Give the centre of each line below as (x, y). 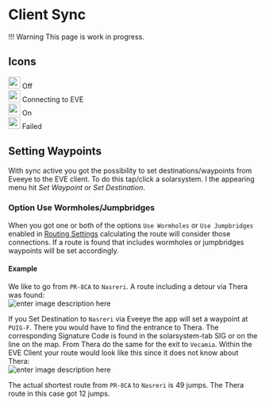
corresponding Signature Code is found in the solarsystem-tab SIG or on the (133, 336)
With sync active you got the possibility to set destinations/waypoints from (130, 170)
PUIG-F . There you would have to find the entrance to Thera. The (114, 327)
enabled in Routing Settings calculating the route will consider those (120, 233)
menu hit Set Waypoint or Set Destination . (77, 187)
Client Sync (47, 15)
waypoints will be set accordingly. (64, 250)
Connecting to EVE (53, 99)
